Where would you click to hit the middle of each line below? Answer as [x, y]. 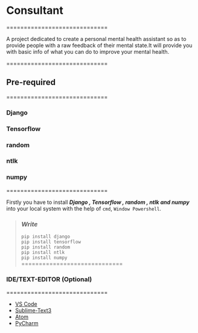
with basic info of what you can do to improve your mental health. [88, 51]
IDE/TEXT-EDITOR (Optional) [49, 279]
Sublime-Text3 [33, 311]
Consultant [35, 11]
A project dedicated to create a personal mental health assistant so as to [96, 39]
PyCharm [27, 323]
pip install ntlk [43, 253]
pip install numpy [44, 258]
